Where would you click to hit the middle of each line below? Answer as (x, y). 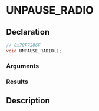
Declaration (28, 32)
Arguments (23, 66)
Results (17, 82)
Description (28, 100)
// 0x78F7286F (24, 45)
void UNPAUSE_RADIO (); (34, 51)
